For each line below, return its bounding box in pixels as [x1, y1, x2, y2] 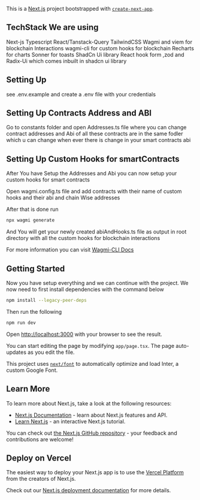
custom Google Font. [6, 366, 58, 374]
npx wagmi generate [6, 217, 55, 223]
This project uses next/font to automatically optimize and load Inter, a [6, 360, 179, 367]
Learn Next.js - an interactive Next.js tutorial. [14, 417, 126, 425]
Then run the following [6, 308, 62, 315]
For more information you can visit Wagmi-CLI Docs [6, 246, 134, 253]
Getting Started [6, 263, 65, 274]
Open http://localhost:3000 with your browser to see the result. [6, 331, 163, 338]
